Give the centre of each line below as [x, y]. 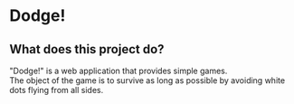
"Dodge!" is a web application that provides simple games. [119, 71]
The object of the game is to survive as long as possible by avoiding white [147, 80]
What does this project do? [87, 49]
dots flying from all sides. [57, 90]
